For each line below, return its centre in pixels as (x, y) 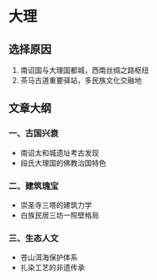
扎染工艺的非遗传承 (52, 268)
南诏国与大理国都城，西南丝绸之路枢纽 (84, 70)
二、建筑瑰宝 (34, 186)
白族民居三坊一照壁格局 (59, 215)
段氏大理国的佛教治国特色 (63, 162)
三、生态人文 (34, 238)
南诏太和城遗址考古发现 (59, 153)
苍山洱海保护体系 (49, 257)
